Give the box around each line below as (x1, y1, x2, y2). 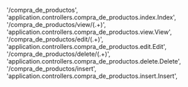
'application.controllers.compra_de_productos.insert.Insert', (6, 72, 178, 80)
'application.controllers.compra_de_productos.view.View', (6, 28, 172, 36)
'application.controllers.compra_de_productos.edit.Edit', (6, 43, 167, 50)
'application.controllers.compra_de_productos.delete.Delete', (6, 57, 182, 65)
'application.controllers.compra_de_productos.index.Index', (6, 13, 177, 21)
